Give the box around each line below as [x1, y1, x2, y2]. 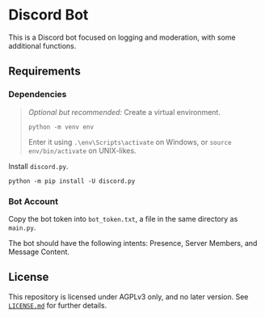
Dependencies [8, 89, 67, 100]
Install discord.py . [8, 161, 69, 171]
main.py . [8, 223, 36, 232]
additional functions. [8, 40, 77, 50]
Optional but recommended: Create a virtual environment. [27, 107, 221, 117]
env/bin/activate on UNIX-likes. [27, 146, 137, 155]
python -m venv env [27, 123, 95, 131]
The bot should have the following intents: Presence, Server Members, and [8, 238, 258, 248]
